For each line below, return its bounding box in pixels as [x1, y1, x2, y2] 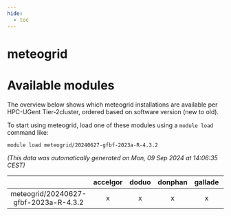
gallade [194, 177, 219, 186]
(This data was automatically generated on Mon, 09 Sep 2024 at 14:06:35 [7, 153, 218, 162]
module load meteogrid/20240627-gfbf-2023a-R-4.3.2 [7, 142, 158, 149]
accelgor [93, 177, 123, 186]
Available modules [7, 77, 115, 93]
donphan [157, 177, 188, 186]
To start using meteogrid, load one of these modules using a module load [7, 121, 214, 129]
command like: [7, 128, 49, 136]
